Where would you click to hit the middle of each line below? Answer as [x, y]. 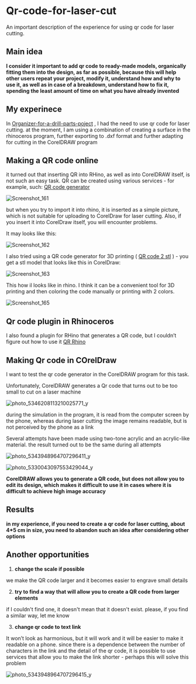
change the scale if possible [49, 569]
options [16, 536]
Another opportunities [48, 555]
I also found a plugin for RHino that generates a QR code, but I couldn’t [91, 336]
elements [26, 598]
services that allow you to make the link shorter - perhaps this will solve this [97, 657]
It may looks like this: [31, 233]
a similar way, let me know [38, 615]
